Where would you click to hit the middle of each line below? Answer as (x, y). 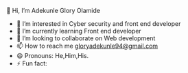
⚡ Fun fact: (32, 63)
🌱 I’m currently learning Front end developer (79, 31)
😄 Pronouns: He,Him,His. (52, 56)
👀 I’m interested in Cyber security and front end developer (98, 24)
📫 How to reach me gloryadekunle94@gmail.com (87, 46)
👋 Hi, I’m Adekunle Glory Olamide (54, 11)
